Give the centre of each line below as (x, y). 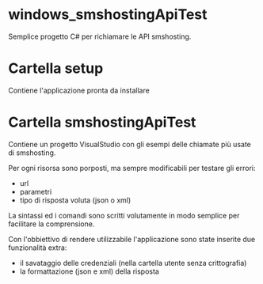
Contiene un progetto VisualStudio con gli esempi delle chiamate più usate (130, 144)
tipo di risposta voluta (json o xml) (75, 200)
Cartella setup (56, 68)
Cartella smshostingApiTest (102, 122)
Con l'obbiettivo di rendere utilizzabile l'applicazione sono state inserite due (132, 239)
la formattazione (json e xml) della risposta (90, 271)
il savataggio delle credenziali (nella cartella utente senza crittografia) (133, 263)
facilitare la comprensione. (51, 224)
